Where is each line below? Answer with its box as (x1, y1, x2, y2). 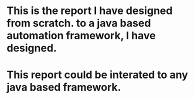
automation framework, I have (6, 29, 156, 42)
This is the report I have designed (6, 4, 173, 18)
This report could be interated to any (6, 69, 188, 81)
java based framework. (6, 81, 121, 94)
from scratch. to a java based (6, 16, 151, 30)
